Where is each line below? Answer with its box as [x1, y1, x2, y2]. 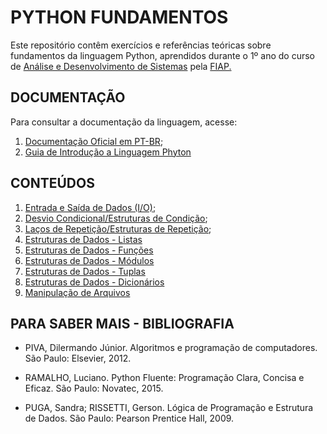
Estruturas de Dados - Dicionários [24, 276, 165, 288]
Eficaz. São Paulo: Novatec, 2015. [24, 382, 164, 395]
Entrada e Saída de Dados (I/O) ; [24, 201, 157, 213]
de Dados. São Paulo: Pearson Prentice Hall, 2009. [24, 412, 235, 425]
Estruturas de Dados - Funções [24, 244, 154, 256]
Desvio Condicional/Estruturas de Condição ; [24, 212, 208, 224]
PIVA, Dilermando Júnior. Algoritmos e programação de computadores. [24, 342, 318, 354]
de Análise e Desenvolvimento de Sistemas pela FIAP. [10, 60, 232, 72]
